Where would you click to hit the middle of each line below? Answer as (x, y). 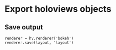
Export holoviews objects (58, 9)
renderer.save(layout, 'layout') (39, 43)
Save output (24, 27)
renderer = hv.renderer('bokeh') (39, 38)
